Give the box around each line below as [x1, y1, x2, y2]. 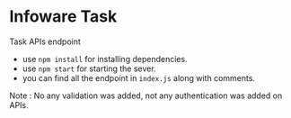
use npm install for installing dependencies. [22, 53, 188, 64]
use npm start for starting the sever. [22, 63, 156, 74]
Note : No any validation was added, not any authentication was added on [9, 90, 283, 101]
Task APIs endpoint [9, 36, 81, 47]
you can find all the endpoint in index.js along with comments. [22, 72, 256, 83]
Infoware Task [9, 6, 118, 27]
